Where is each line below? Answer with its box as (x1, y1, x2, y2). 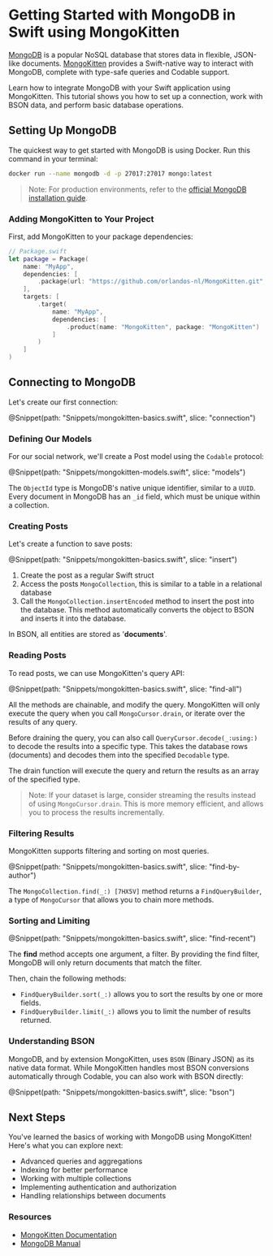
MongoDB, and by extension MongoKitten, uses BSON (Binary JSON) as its (8, 1054, 254, 1063)
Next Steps (8, 1111, 66, 1124)
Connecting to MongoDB (8, 375, 136, 389)
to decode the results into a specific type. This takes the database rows (8, 741, 248, 751)
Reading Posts (8, 650, 67, 661)
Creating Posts (8, 521, 69, 532)
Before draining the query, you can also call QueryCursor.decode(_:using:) (8, 733, 258, 743)
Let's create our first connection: (8, 396, 119, 407)
